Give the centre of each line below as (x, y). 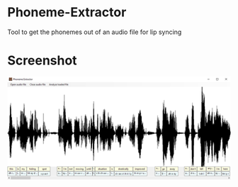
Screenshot (42, 61)
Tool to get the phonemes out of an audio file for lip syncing (95, 32)
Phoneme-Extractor (67, 12)
